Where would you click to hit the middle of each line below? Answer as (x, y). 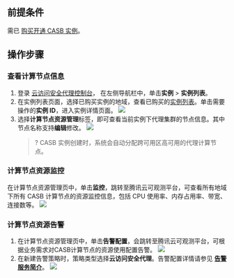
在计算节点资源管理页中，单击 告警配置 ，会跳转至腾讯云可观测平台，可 (118, 241)
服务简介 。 (33, 268)
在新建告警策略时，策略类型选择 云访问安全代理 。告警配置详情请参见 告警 (122, 258)
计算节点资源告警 (36, 224)
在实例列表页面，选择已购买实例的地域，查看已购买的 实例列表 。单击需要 (121, 101)
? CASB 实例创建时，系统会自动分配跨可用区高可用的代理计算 (123, 142)
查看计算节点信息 (36, 77)
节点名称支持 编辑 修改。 (51, 128)
